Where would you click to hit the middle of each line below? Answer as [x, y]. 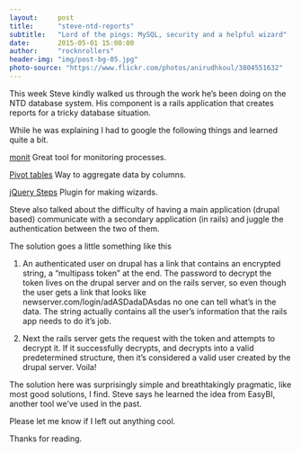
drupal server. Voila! [59, 367]
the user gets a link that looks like [84, 292]
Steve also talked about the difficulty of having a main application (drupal [145, 209]
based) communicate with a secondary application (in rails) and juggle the [146, 219]
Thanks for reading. [46, 439]
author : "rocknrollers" [62, 51]
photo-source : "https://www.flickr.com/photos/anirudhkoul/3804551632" [146, 68]
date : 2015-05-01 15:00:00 [72, 43]
